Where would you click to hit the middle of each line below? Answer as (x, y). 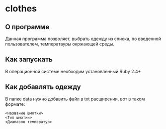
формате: (15, 104)
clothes (21, 9)
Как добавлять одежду (43, 87)
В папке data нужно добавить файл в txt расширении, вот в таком (75, 99)
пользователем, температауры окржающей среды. (60, 44)
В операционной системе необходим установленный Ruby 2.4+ (73, 71)
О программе (27, 27)
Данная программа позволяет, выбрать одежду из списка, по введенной (83, 39)
